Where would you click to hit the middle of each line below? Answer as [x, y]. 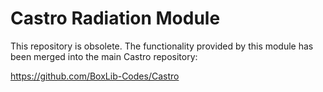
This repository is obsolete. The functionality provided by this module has [162, 46]
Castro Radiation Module [115, 18]
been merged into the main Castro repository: [104, 56]
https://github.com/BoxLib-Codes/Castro [95, 76]
